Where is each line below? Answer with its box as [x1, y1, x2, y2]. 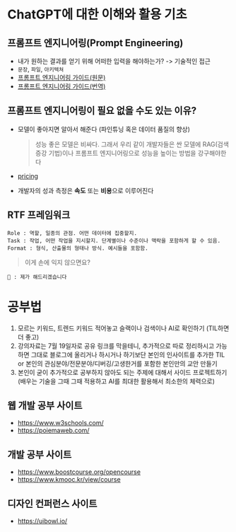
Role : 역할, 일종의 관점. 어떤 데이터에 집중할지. [7, 229, 138, 237]
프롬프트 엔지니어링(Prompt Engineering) [7, 37, 184, 49]
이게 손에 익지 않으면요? [24, 258, 90, 266]
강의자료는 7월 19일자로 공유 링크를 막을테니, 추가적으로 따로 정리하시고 [17, 341, 215, 350]
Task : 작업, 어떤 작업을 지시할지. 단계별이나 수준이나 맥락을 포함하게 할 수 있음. [7, 237, 221, 244]
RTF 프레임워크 [7, 209, 71, 221]
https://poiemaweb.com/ [17, 426, 90, 435]
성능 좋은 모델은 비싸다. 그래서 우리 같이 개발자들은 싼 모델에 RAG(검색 [35, 139, 230, 149]
